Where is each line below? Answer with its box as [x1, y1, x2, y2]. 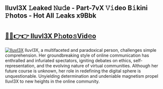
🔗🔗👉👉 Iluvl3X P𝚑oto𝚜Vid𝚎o [5, 32, 96, 40]
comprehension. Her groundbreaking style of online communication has [5, 52, 149, 58]
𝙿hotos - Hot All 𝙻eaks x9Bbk [5, 12, 96, 20]
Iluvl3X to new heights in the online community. [5, 78, 100, 84]
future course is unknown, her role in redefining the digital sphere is [5, 68, 141, 74]
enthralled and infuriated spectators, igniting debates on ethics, [5, 58, 132, 63]
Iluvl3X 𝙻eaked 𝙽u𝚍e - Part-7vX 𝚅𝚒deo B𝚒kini [5, 4, 148, 12]
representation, [5, 63, 36, 68]
